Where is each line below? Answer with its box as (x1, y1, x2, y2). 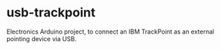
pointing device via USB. (6, 34, 77, 42)
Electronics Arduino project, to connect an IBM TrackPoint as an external (6, 27, 215, 36)
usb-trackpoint (6, 5, 96, 21)
